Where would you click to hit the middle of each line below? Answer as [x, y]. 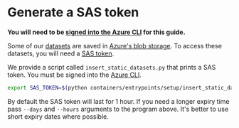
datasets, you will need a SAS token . [61, 53]
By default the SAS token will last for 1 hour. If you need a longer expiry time [118, 101]
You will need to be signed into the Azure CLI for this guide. [97, 32]
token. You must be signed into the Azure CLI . [75, 75]
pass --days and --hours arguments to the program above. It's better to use [118, 109]
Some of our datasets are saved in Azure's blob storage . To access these [115, 46]
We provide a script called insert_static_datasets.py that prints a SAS [112, 67]
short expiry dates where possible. [58, 116]
